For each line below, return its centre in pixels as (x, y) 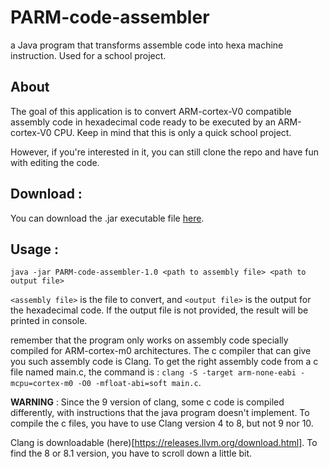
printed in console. (49, 321)
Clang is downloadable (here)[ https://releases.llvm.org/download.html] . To (164, 443)
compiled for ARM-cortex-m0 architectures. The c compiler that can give (161, 351)
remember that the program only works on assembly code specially (149, 340)
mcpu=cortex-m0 (42, 384)
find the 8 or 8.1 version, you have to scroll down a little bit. (131, 453)
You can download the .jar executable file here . (107, 218)
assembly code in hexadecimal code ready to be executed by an (143, 122)
